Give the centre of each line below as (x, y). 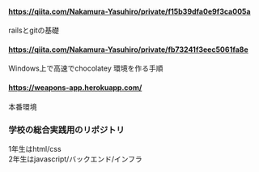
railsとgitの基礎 (34, 30)
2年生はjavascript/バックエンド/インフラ (76, 159)
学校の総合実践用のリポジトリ (67, 130)
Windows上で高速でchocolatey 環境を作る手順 (86, 68)
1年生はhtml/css (35, 148)
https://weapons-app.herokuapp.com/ (75, 88)
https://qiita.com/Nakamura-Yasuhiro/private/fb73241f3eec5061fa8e (128, 49)
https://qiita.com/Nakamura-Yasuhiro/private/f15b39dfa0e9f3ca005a (129, 11)
